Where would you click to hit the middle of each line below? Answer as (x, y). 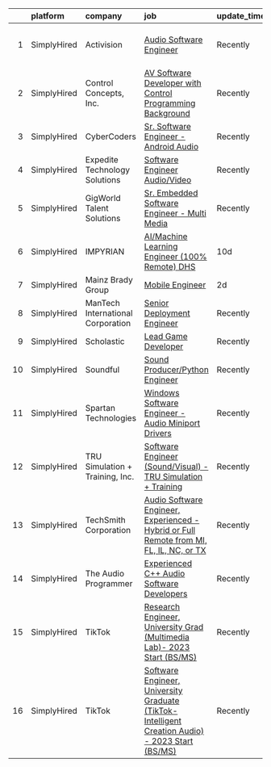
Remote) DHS (170, 267)
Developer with (173, 83)
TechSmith (106, 520)
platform (48, 16)
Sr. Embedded (171, 193)
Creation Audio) (174, 731)
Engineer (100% (175, 256)
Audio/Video (168, 180)
